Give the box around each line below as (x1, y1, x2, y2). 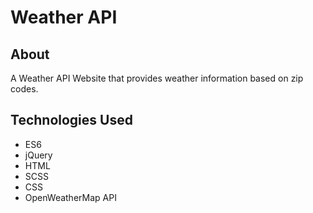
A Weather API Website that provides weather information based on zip (10, 72, 304, 84)
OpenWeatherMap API (24, 191, 117, 203)
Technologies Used (10, 112, 133, 129)
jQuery (24, 149, 53, 161)
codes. (10, 83, 39, 95)
